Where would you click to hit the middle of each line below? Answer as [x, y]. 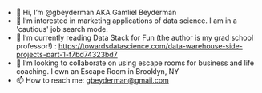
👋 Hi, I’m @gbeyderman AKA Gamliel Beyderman [96, 12]
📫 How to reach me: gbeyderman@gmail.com [93, 80]
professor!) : [36, 46]
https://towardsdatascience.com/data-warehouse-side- [151, 46]
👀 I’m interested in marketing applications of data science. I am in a [127, 21]
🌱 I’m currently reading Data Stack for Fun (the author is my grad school [135, 37]
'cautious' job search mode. [62, 29]
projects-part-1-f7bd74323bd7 [67, 54]
